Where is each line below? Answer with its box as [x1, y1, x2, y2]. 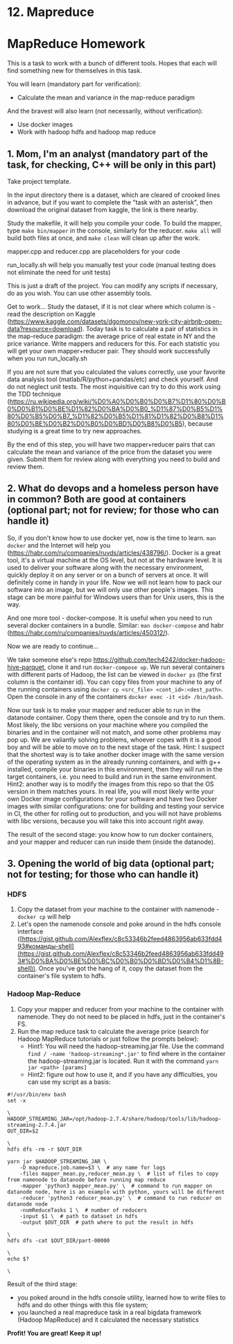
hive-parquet [7, 662, 45, 671]
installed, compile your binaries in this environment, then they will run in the [7, 765, 223, 773]
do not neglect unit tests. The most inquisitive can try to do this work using [7, 382, 221, 390]
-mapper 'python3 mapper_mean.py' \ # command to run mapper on [19, 1182, 213, 1190]
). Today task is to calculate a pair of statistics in [80, 324, 218, 333]
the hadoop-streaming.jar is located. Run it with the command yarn [27, 1057, 219, 1065]
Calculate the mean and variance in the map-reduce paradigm [17, 93, 196, 102]
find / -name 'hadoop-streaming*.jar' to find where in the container [27, 1049, 226, 1057]
